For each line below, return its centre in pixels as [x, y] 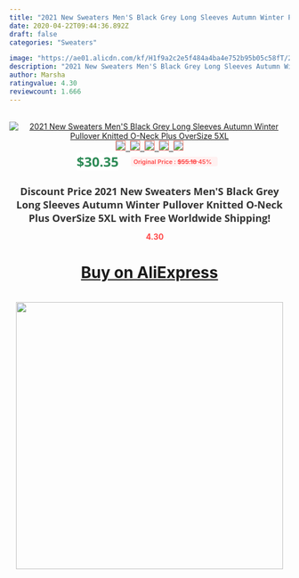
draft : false [33, 34]
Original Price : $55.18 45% [173, 161]
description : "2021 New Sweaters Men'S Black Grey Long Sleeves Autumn [145, 67]
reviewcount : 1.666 [45, 91]
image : [21, 59]
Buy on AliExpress [149, 273]
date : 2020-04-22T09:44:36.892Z [69, 26]
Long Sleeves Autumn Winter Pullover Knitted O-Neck [149, 204]
